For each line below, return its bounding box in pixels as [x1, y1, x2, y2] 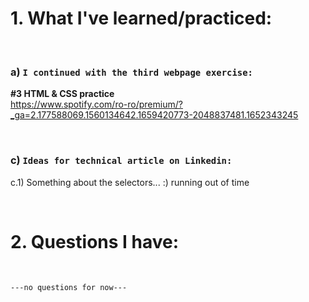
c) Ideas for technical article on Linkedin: [10, 153, 233, 167]
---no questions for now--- [10, 283, 128, 293]
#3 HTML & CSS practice [10, 88, 115, 100]
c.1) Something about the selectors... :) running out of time [10, 176, 250, 188]
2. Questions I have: [10, 230, 180, 253]
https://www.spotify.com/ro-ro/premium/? [10, 98, 183, 111]
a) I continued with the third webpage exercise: [10, 65, 253, 79]
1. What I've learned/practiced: [10, 7, 273, 30]
